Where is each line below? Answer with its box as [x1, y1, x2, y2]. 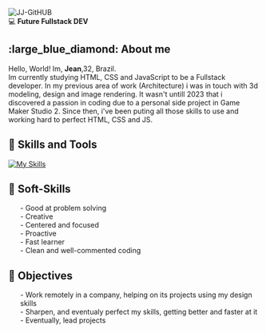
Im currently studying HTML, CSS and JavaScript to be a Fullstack [8, 72, 226, 81]
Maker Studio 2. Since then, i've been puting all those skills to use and [8, 106, 240, 116]
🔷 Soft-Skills [8, 182, 71, 196]
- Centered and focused [19, 220, 100, 230]
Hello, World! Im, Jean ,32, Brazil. [8, 64, 117, 73]
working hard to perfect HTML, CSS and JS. [8, 114, 153, 124]
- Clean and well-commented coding [19, 246, 141, 256]
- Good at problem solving [19, 204, 106, 213]
